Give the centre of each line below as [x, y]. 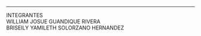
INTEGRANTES [25, 15]
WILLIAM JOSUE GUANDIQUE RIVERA [53, 22]
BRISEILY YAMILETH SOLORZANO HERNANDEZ [65, 28]
